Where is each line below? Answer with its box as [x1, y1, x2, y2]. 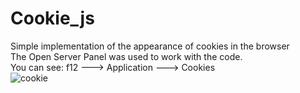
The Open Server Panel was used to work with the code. [10, 50, 243, 62]
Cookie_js [10, 7, 95, 30]
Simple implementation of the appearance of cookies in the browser [10, 40, 290, 52]
